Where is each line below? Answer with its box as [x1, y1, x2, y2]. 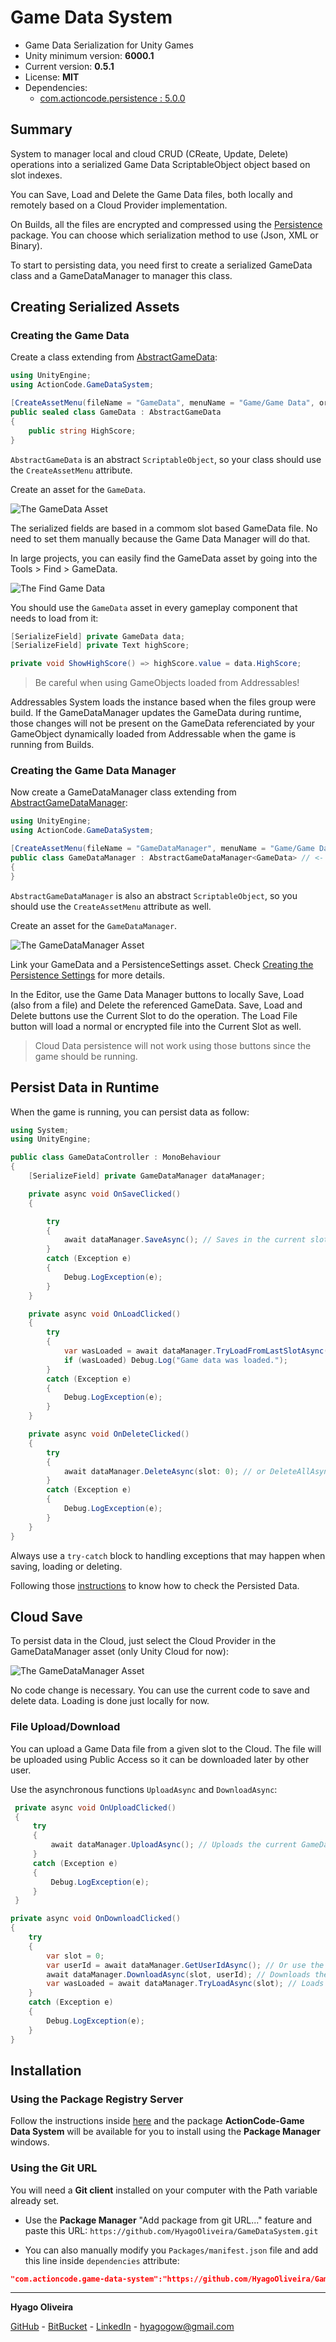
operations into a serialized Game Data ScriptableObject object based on [10, 158, 311, 170]
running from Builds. [10, 739, 95, 751]
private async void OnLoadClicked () [28, 1309, 182, 1319]
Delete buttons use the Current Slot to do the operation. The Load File [10, 1009, 298, 1021]
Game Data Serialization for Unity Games [24, 39, 194, 51]
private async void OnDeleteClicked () [28, 1429, 190, 1440]
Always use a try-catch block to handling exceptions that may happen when [10, 1549, 326, 1561]
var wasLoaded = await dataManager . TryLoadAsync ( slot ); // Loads [46, 1979, 325, 1989]
